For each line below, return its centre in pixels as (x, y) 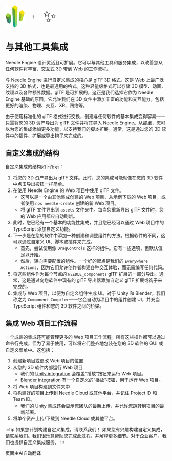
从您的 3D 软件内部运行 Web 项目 (48, 367)
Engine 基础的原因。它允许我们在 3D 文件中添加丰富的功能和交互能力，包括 (85, 99)
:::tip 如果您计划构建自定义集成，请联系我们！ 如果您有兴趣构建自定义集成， (85, 429)
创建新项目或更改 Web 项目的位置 (48, 360)
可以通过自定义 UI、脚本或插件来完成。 (54, 242)
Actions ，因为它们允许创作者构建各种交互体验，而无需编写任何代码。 (93, 267)
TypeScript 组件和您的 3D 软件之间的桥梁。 (58, 306)
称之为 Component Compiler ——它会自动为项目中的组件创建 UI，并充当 (86, 299)
